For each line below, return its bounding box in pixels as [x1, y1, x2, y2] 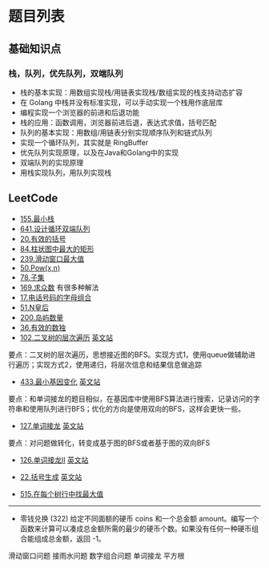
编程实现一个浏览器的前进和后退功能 [19, 108, 140, 117]
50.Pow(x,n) [19, 262, 61, 273]
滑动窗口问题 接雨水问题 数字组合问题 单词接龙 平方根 [8, 550, 185, 560]
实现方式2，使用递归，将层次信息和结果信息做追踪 [35, 359, 203, 369]
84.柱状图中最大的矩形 [19, 244, 94, 254]
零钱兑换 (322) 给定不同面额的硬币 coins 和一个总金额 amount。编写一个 [19, 513, 259, 523]
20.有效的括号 [19, 233, 66, 243]
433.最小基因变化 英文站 [19, 376, 101, 386]
